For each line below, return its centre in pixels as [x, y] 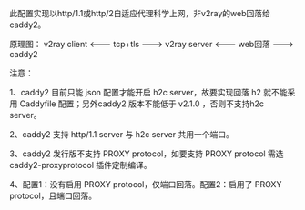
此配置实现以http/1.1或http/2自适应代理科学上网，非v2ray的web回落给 [140, 13]
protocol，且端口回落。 [53, 195]
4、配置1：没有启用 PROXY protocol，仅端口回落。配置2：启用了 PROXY [146, 184]
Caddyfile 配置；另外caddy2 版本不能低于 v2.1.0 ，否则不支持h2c [142, 104]
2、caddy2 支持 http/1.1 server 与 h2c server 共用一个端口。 [122, 134]
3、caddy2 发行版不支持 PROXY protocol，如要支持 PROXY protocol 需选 [147, 154]
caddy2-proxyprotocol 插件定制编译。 [81, 165]
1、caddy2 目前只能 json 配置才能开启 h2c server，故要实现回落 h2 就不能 [149, 92]
